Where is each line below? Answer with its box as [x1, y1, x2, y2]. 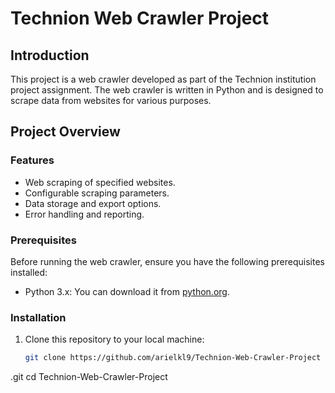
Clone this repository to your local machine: [24, 333, 205, 346]
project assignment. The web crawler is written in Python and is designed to [10, 84, 324, 96]
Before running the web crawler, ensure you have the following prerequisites [10, 255, 325, 267]
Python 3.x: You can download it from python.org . [24, 285, 230, 297]
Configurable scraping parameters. [24, 187, 170, 199]
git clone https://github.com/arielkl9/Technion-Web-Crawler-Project [24, 353, 322, 363]
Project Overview [10, 123, 121, 141]
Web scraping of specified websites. [24, 176, 176, 188]
